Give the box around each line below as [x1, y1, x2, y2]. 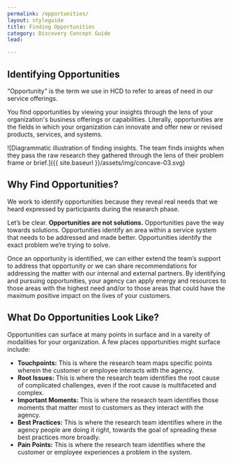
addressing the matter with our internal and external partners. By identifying [7, 269, 225, 277]
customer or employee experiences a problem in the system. [17, 448, 193, 456]
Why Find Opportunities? [7, 179, 119, 191]
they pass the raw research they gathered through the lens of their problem [7, 151, 225, 159]
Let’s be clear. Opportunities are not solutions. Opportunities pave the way [7, 218, 225, 227]
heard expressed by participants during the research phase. [7, 204, 180, 213]
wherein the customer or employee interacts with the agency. [17, 366, 194, 374]
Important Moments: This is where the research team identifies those [17, 396, 219, 404]
